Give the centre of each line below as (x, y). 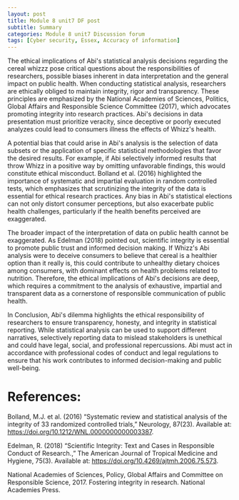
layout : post (27, 14)
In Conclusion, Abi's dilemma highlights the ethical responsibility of (106, 315)
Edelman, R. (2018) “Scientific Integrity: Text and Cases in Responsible (111, 446)
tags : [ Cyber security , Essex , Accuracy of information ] (94, 41)
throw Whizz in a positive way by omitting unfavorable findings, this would (117, 166)
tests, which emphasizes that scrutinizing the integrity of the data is (107, 189)
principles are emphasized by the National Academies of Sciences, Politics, (118, 99)
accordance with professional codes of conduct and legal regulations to (113, 353)
